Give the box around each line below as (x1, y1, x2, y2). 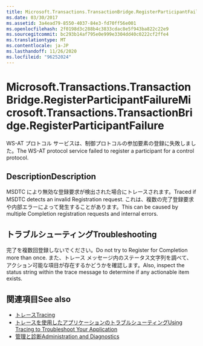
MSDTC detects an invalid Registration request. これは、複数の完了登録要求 (6, 196, 195, 203)
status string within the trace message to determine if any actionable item (6, 268, 190, 276)
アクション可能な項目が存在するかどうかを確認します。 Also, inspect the (6, 262, 185, 269)
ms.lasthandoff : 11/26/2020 (6, 48, 77, 55)
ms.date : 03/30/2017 (6, 15, 59, 21)
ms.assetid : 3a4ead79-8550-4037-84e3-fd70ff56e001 (6, 20, 137, 26)
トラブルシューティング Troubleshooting (6, 229, 157, 239)
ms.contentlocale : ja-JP (6, 43, 69, 49)
